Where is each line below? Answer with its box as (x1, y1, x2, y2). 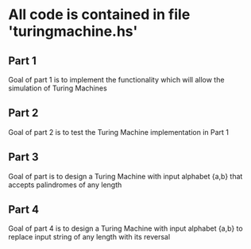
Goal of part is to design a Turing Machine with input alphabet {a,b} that (8, 171, 243, 181)
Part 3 (8, 151, 39, 164)
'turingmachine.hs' (8, 22, 138, 40)
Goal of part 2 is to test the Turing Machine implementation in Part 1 (8, 127, 229, 136)
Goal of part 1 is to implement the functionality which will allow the (8, 75, 225, 84)
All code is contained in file (8, 6, 191, 24)
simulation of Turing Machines (8, 83, 107, 93)
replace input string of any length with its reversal (8, 232, 171, 242)
